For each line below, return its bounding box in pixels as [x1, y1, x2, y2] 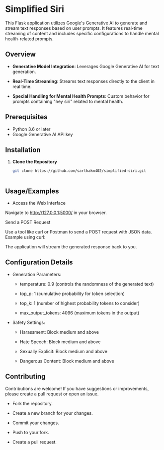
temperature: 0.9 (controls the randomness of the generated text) [19, 281, 154, 287]
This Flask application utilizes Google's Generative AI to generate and [5, 20, 148, 26]
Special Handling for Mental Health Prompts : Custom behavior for [12, 93, 150, 99]
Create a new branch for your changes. [12, 410, 93, 416]
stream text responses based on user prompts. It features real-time [5, 25, 143, 31]
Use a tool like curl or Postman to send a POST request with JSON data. [5, 228, 153, 234]
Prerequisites [5, 113, 48, 121]
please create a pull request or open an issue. [5, 391, 99, 397]
